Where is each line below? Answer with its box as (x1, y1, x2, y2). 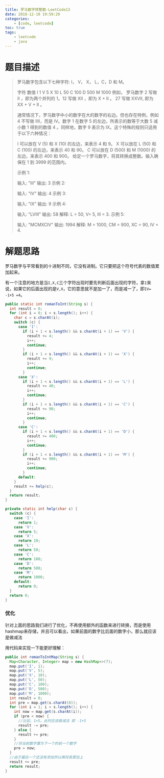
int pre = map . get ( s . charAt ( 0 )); (9, 700, 78, 705)
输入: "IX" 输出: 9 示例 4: (17, 201, 67, 206)
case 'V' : (14, 525, 34, 529)
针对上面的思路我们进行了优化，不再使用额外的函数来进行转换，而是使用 (5, 622, 151, 628)
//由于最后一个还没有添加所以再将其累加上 (9, 755, 83, 760)
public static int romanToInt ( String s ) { (5, 301, 93, 306)
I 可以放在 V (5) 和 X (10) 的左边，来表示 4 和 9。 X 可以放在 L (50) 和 (17, 141, 157, 147)
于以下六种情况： (17, 130, 52, 136)
